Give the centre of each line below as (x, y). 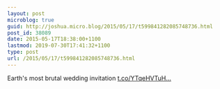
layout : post (26, 13)
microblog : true (31, 20)
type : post (23, 52)
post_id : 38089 (29, 33)
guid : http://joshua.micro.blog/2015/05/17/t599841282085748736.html (110, 26)
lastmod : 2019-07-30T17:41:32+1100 (59, 46)
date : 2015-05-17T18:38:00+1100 (54, 39)
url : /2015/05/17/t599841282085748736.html (71, 59)
